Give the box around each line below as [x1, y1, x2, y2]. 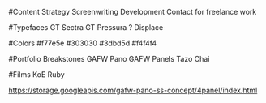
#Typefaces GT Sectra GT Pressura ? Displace [8, 23, 164, 32]
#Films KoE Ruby [8, 70, 65, 79]
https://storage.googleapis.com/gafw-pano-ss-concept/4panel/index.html [8, 85, 258, 95]
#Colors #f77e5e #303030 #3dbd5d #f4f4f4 [8, 38, 157, 48]
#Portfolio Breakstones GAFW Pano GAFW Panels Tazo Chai [8, 54, 210, 63]
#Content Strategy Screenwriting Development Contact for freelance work [8, 7, 257, 16]
